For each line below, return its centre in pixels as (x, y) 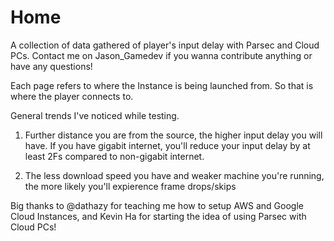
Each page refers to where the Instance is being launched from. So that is (162, 85)
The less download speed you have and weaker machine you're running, (174, 175)
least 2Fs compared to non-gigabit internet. (114, 156)
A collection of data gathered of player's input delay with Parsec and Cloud (165, 45)
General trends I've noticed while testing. (95, 115)
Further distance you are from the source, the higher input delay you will (173, 135)
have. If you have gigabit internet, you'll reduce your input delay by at (167, 145)
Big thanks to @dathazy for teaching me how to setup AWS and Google (157, 205)
